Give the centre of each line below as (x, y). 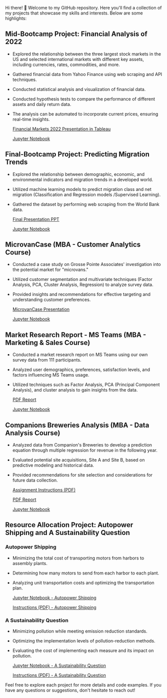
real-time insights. (31, 119)
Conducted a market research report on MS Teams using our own (80, 354)
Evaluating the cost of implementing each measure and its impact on (83, 650)
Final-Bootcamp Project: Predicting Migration (77, 154)
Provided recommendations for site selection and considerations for (82, 475)
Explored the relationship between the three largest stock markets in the (87, 54)
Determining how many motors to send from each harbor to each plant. (86, 573)
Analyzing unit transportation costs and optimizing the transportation (83, 582)
